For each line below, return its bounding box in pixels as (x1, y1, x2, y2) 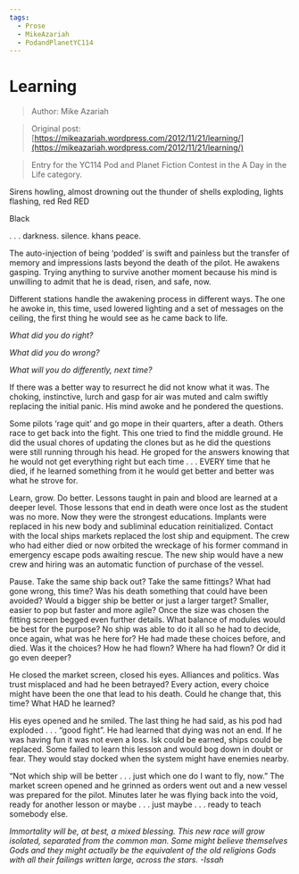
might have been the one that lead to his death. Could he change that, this (9, 689, 282, 700)
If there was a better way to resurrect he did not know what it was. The (9, 382, 270, 393)
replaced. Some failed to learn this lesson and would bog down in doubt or (9, 744, 284, 755)
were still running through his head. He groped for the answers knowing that (9, 447, 290, 458)
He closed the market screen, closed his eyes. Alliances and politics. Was (9, 669, 279, 680)
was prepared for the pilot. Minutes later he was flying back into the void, (9, 790, 278, 801)
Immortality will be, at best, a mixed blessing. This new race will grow (9, 826, 265, 836)
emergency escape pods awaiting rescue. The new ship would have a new (9, 550, 284, 560)
